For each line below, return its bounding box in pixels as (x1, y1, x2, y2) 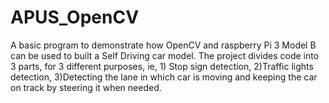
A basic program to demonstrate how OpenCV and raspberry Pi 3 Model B (10, 39, 317, 51)
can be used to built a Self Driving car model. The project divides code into (10, 49, 320, 61)
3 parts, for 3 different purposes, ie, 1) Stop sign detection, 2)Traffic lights (10, 60, 314, 72)
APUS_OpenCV (10, 6, 140, 29)
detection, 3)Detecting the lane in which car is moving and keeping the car (10, 71, 318, 83)
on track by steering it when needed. (10, 81, 162, 93)
